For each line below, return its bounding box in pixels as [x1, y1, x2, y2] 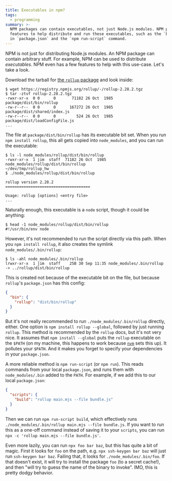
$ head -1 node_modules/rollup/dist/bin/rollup [5, 222, 109, 227]
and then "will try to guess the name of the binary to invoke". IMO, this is [5, 464, 158, 470]
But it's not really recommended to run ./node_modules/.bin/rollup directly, [5, 318, 165, 325]
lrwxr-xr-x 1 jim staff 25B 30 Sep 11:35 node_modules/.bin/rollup [5, 261, 164, 266]
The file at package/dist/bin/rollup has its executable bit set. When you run [5, 132, 166, 138]
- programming [10, 17, 40, 22]
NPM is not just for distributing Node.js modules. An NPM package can [5, 50, 155, 57]
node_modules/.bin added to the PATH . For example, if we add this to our [5, 372, 156, 378]
